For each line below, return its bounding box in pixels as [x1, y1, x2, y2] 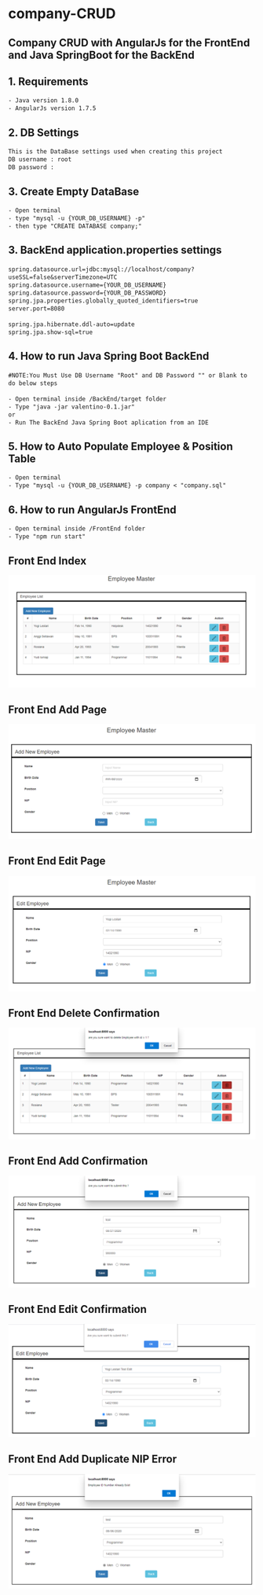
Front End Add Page [8, 702, 108, 716]
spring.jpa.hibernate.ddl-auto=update [8, 320, 135, 328]
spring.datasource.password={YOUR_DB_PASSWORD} [8, 288, 167, 297]
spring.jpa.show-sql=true [8, 328, 93, 336]
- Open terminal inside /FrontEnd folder [8, 525, 146, 533]
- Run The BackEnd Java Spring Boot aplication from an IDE [8, 418, 210, 427]
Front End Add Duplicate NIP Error [8, 1453, 177, 1466]
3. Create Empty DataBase [8, 185, 140, 198]
